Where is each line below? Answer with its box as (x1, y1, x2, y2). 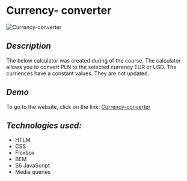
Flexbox (14, 149, 35, 156)
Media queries (14, 168, 51, 176)
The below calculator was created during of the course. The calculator (6, 57, 181, 64)
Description (6, 41, 51, 51)
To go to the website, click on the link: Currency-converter (6, 103, 151, 110)
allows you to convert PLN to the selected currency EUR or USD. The (6, 63, 177, 70)
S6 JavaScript (14, 162, 50, 169)
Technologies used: (6, 120, 82, 130)
